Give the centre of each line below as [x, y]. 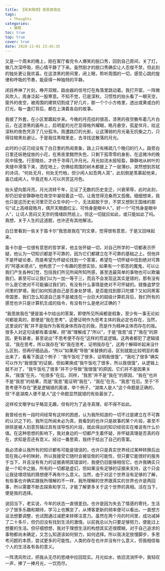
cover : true [17, 42]
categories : [17, 23]
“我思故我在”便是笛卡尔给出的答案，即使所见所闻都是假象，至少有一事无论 [80, 313]
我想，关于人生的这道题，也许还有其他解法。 [50, 220]
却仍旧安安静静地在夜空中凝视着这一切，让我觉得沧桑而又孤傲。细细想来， [80, 195]
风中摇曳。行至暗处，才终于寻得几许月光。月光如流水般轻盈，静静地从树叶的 [82, 160]
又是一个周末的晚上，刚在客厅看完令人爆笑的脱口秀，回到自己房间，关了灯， [82, 61]
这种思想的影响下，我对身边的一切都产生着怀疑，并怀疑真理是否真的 [87, 433]
